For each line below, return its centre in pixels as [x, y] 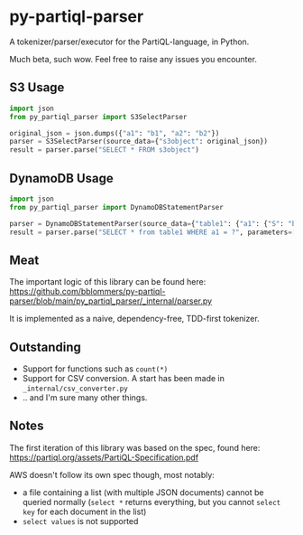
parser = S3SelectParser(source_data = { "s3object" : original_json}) [139, 142]
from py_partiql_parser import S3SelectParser [98, 117]
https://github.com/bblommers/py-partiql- [87, 292]
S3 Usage [37, 88]
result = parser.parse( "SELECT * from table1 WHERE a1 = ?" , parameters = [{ [155, 232]
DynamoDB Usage [62, 178]
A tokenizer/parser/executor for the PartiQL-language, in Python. [129, 42]
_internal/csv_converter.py [75, 389]
